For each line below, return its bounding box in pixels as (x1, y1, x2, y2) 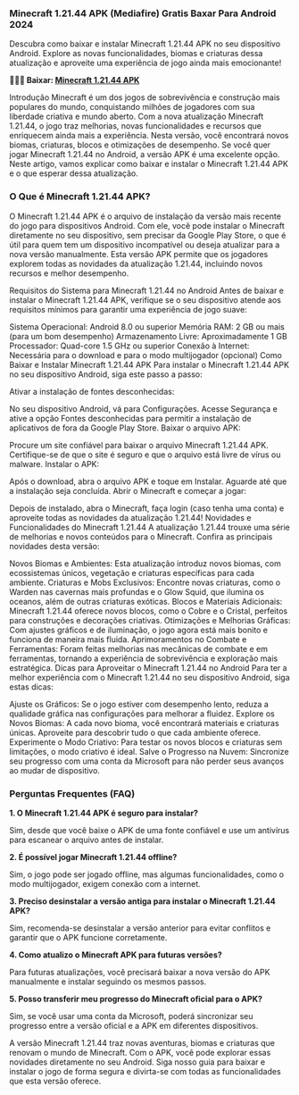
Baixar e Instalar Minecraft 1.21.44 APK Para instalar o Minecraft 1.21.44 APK (9, 359, 290, 370)
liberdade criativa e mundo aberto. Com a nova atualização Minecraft (9, 111, 264, 122)
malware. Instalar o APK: (9, 458, 100, 469)
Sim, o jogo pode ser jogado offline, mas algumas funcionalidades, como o (9, 869, 284, 880)
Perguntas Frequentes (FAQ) (9, 787, 136, 799)
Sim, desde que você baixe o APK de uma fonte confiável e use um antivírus (9, 824, 290, 835)
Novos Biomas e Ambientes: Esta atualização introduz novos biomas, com (9, 557, 281, 569)
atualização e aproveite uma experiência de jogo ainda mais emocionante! (9, 57, 282, 69)
